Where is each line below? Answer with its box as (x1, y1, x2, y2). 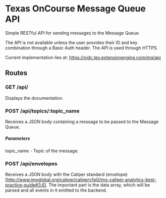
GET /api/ (5, 84, 28, 91)
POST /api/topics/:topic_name (5, 107, 80, 114)
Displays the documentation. (5, 95, 63, 101)
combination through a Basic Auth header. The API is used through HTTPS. (5, 45, 159, 51)
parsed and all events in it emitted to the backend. (5, 187, 108, 194)
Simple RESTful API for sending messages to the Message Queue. (5, 30, 140, 36)
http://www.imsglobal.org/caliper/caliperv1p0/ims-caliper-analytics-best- (6, 177, 157, 183)
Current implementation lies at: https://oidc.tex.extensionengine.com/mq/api (5, 54, 161, 60)
